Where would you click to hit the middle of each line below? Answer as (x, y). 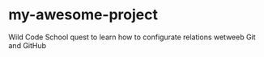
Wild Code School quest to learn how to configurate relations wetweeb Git (132, 37)
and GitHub (28, 45)
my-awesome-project (83, 15)
